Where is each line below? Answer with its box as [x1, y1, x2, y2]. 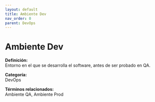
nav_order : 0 [5, 16, 31, 21]
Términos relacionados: [5, 87, 54, 92]
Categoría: [5, 72, 27, 78]
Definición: [5, 58, 28, 63]
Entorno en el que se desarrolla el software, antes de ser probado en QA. [5, 62, 151, 68]
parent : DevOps [5, 20, 36, 26]
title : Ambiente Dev [5, 12, 47, 16]
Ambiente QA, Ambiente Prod [5, 91, 64, 97]
